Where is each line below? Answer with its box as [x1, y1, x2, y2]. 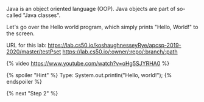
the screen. [6, 30, 35, 37]
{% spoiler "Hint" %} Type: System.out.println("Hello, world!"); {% [6, 72, 172, 78]
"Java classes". [23, 12, 61, 19]
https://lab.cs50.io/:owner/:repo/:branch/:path [62, 48, 178, 55]
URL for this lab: [6, 42, 47, 49]
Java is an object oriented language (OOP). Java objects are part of [6, 5, 175, 12]
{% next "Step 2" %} [6, 90, 58, 97]
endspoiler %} [6, 78, 43, 85]
